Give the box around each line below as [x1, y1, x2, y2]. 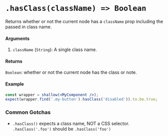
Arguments [5, 35, 30, 41]
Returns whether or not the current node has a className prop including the [5, 18, 163, 24]
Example [5, 81, 24, 87]
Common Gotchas [5, 109, 51, 116]
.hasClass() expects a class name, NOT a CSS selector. [12, 120, 129, 126]
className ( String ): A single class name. [12, 47, 97, 53]
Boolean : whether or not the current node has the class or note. [5, 69, 137, 75]
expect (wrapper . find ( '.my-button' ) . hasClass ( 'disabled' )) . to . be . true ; [5, 97, 158, 102]
